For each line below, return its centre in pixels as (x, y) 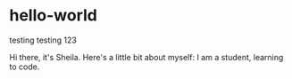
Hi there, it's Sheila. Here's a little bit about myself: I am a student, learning (146, 57)
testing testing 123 (43, 40)
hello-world (54, 16)
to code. (25, 67)
